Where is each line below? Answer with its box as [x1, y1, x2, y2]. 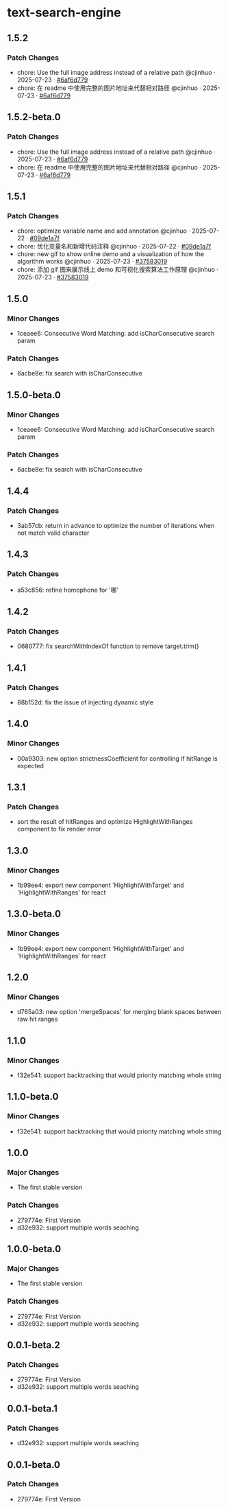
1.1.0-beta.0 [7, 1091, 59, 1103]
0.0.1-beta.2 [7, 1339, 60, 1351]
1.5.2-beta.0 [7, 111, 61, 123]
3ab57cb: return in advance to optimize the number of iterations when [16, 521, 215, 529]
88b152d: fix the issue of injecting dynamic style [16, 698, 154, 706]
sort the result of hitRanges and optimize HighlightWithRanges [16, 818, 193, 826]
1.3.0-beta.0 [7, 908, 62, 920]
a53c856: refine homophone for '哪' [16, 586, 119, 594]
